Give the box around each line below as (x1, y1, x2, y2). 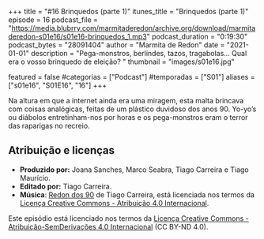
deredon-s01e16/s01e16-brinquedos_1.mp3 (8, 32, 148, 41)
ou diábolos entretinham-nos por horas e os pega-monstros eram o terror (8, 113, 248, 121)
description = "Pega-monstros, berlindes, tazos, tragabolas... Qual (30, 49, 247, 58)
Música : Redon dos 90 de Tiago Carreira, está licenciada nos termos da (19, 189, 255, 200)
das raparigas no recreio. (8, 121, 90, 130)
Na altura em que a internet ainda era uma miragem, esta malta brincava (8, 96, 244, 105)
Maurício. (19, 173, 51, 182)
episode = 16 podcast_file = (8, 15, 99, 24)
